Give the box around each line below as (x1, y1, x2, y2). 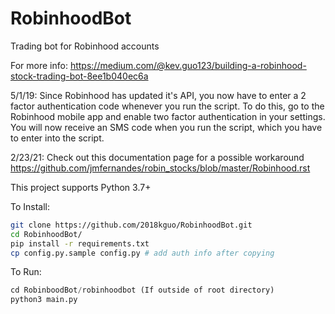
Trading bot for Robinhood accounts (10, 40, 160, 52)
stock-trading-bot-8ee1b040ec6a (10, 70, 149, 82)
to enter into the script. (10, 132, 105, 144)
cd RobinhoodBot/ (10, 229, 83, 239)
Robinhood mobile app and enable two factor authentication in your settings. (10, 110, 326, 122)
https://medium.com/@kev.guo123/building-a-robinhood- (69, 59, 307, 71)
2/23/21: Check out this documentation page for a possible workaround (10, 151, 305, 163)
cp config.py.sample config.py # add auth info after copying (10, 248, 275, 258)
